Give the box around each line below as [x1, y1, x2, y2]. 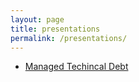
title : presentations [10, 24, 101, 34]
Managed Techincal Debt [24, 61, 129, 73]
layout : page [10, 14, 65, 25]
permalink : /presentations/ [10, 33, 128, 43]
